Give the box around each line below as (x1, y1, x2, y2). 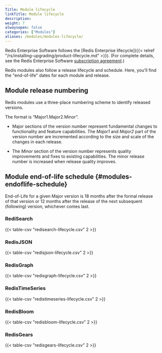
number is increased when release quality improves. (12, 158, 117, 164)
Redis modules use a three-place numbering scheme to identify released (5, 99, 151, 105)
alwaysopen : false (5, 25, 42, 30)
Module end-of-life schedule (5, 173, 94, 181)
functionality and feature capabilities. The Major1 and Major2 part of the (12, 128, 156, 134)
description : (5, 16, 32, 21)
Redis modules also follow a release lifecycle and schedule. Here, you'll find (5, 67, 157, 73)
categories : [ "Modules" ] (5, 30, 55, 34)
